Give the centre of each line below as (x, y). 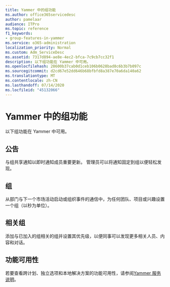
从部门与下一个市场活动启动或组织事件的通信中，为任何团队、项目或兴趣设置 (85, 199)
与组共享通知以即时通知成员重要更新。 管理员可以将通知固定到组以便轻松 (81, 162)
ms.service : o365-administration (40, 43)
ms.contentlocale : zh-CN (31, 80)
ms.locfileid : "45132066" (32, 90)
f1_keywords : (19, 33)
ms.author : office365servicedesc (40, 15)
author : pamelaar (24, 19)
